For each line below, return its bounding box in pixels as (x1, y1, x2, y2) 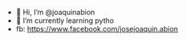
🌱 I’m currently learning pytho (15, 16, 115, 25)
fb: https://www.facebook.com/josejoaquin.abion (15, 24, 179, 33)
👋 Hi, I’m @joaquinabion (15, 8, 95, 17)
